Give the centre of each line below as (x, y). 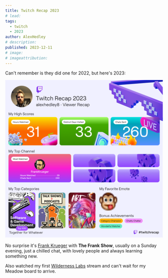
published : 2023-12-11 (29, 47)
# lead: (13, 16)
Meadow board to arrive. (31, 271)
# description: (21, 42)
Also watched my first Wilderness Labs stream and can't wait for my (75, 265)
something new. (21, 256)
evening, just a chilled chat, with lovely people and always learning (74, 250)
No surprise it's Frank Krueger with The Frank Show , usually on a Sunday (81, 245)
